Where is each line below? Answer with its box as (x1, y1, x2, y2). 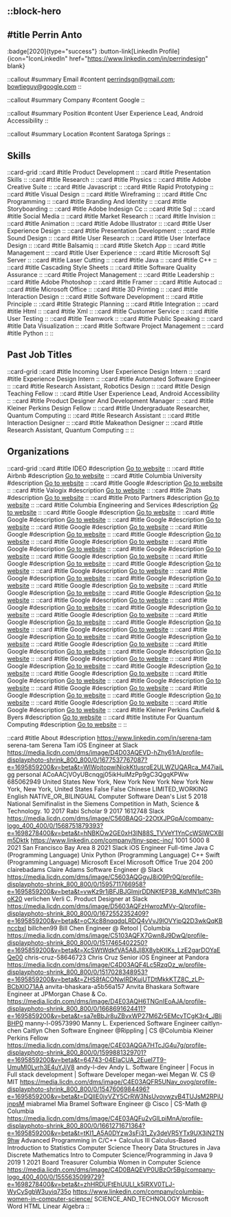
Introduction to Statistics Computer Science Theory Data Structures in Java (7, 1143, 221, 1152)
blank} (7, 62, 25, 70)
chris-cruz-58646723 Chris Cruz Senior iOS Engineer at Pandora (24, 953, 210, 961)
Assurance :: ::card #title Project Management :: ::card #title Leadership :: (7, 271, 215, 279)
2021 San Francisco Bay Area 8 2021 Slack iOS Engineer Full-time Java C (7, 843, 214, 851)
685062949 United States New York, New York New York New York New (7, 778, 214, 786)
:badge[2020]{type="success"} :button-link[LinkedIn (7, 48, 158, 56)
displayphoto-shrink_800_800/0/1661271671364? (7, 1121, 146, 1130)
